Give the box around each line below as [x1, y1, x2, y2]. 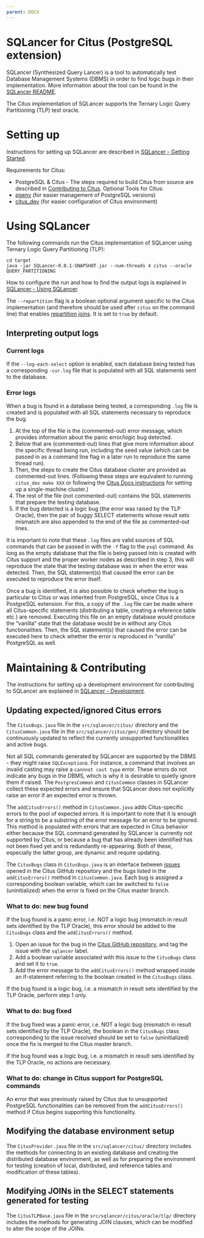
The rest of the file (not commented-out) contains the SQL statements [15, 492, 191, 499]
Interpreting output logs [6, 328, 99, 338]
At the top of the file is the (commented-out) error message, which [15, 427, 183, 435]
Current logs [6, 346, 44, 355]
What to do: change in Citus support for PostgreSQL [6, 1074, 163, 1082]
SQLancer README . [6, 88, 57, 95]
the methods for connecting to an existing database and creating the [6, 1149, 178, 1156]
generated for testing [6, 1196, 89, 1206]
